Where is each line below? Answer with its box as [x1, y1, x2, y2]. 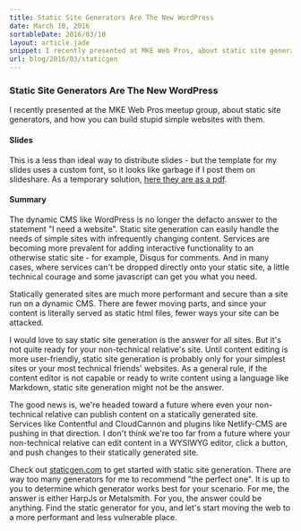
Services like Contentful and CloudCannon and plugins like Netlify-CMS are [9, 418, 288, 429]
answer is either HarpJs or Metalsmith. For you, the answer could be [9, 492, 262, 503]
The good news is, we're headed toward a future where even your [9, 399, 254, 410]
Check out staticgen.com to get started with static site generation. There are [9, 464, 291, 475]
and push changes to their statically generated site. [9, 447, 199, 458]
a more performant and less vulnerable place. [9, 511, 177, 522]
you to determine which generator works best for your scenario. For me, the [9, 483, 289, 493]
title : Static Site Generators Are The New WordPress [9, 13, 215, 22]
